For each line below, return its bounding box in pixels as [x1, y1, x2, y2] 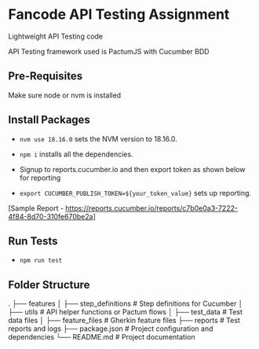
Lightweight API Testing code [8, 31, 104, 41]
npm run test [19, 257, 63, 265]
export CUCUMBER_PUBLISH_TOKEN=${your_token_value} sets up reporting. [19, 188, 252, 197]
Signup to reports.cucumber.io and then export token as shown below [19, 164, 246, 174]
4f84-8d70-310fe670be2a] [8, 211, 96, 221]
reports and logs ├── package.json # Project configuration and [8, 324, 213, 333]
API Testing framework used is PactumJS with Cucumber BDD [8, 46, 210, 56]
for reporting [19, 173, 61, 182]
